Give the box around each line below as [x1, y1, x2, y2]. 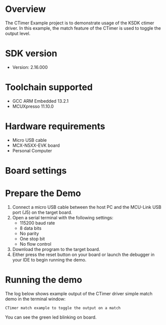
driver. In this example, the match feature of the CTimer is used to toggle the [5, 25, 161, 31]
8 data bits [19, 225, 42, 231]
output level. [5, 30, 31, 36]
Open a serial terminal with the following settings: [12, 214, 113, 220]
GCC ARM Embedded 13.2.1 [12, 98, 69, 104]
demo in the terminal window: [5, 296, 66, 302]
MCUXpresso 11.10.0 [12, 103, 54, 109]
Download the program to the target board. [12, 246, 101, 252]
